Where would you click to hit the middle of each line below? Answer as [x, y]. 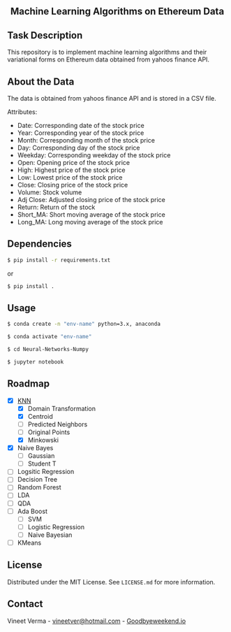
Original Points [49, 432]
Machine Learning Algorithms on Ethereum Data [117, 12]
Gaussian [41, 456]
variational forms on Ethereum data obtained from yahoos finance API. [109, 59]
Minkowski [43, 440]
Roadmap [29, 384]
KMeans [29, 543]
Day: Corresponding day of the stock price [79, 148]
